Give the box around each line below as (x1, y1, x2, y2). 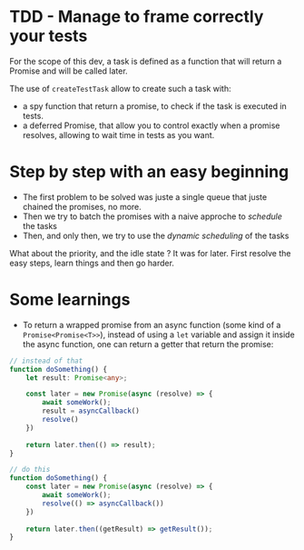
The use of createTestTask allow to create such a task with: (9, 83, 231, 94)
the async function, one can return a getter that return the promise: (22, 338, 274, 349)
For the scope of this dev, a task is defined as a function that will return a (9, 55, 282, 66)
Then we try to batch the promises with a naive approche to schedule (22, 211, 283, 222)
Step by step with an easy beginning (9, 162, 289, 183)
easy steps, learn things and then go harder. (9, 257, 175, 268)
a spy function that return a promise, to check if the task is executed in (22, 100, 288, 111)
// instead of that (9, 356, 83, 365)
